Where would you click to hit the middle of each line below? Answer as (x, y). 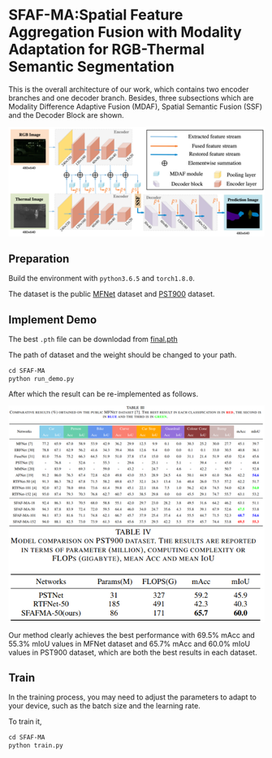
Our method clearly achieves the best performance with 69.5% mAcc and (132, 635)
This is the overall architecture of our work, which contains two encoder (129, 89)
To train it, (25, 721)
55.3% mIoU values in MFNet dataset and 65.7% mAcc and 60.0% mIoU (129, 643)
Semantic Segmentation (91, 67)
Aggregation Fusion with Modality (125, 32)
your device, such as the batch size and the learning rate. (104, 706)
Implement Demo (53, 320)
